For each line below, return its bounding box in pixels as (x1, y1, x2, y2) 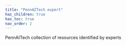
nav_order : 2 (5, 21, 32, 26)
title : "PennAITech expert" (5, 7, 63, 12)
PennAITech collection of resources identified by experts (5, 35, 122, 41)
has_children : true (5, 12, 46, 17)
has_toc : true (5, 16, 35, 21)
